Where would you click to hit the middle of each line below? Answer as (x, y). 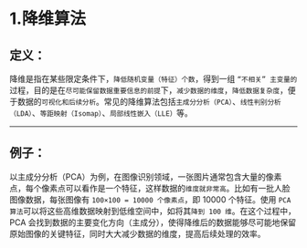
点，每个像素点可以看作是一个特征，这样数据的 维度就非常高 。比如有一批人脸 (150, 188)
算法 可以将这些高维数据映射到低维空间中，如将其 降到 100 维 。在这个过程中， (153, 211)
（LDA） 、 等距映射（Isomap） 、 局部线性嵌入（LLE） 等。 (101, 113)
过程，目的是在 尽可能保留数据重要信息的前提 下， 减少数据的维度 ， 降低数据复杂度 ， (148, 90)
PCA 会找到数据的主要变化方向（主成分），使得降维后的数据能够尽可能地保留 (153, 222)
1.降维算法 (48, 19)
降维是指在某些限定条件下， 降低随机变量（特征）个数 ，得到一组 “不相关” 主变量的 (153, 79)
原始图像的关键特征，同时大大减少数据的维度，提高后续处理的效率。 (138, 233)
